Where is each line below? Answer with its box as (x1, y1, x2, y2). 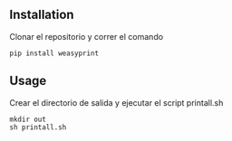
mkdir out (9, 115, 47, 124)
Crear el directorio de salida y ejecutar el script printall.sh (9, 97, 224, 108)
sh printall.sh (9, 122, 67, 132)
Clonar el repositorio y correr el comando (9, 31, 164, 42)
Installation (9, 7, 74, 23)
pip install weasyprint (9, 49, 100, 58)
